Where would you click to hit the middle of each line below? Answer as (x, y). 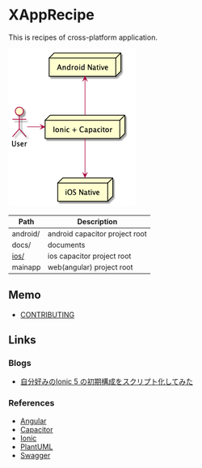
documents (66, 245)
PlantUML (36, 446)
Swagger (35, 455)
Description (97, 222)
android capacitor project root (97, 233)
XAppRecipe (51, 15)
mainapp (26, 267)
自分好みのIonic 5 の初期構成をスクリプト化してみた (107, 381)
